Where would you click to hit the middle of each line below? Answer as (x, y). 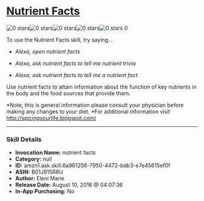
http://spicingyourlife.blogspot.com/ (51, 118)
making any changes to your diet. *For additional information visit (88, 111)
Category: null (33, 159)
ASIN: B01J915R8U (39, 172)
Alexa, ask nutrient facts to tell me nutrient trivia (75, 63)
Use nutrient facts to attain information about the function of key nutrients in (101, 87)
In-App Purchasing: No (45, 191)
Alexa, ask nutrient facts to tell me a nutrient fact (76, 75)
